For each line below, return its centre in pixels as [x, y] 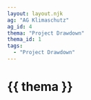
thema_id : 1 [24, 40]
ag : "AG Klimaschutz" [38, 20]
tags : [15, 46]
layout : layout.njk [35, 14]
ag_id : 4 [20, 26]
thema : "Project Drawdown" [46, 33]
